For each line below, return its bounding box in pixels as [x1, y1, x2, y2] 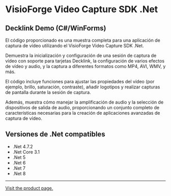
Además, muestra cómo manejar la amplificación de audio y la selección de [5, 99, 164, 105]
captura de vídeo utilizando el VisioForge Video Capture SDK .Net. [5, 43, 144, 49]
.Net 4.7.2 [12, 143, 33, 149]
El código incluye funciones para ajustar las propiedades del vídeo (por [5, 79, 155, 84]
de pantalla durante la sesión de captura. [5, 89, 91, 95]
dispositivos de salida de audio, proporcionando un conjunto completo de [5, 105, 159, 110]
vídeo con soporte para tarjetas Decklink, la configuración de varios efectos [5, 58, 164, 64]
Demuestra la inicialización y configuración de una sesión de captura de [5, 52, 157, 58]
